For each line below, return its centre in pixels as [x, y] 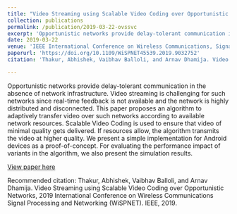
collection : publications [45, 20]
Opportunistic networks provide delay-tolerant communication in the [107, 86]
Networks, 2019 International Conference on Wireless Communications [110, 195]
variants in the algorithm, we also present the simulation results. [100, 153]
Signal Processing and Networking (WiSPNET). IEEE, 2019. [92, 203]
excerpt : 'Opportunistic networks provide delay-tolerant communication [116, 33]
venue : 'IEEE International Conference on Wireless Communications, [110, 46]
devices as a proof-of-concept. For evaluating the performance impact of [114, 146]
